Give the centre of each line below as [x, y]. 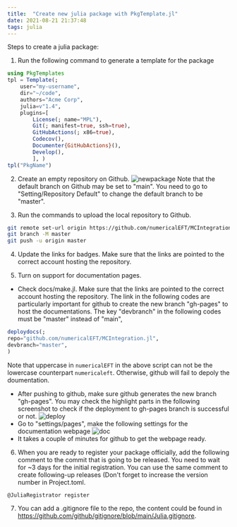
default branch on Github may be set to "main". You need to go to [113, 186]
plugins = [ [35, 113]
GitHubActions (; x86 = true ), [74, 132]
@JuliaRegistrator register [49, 495]
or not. [27, 416]
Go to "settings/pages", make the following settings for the [103, 423]
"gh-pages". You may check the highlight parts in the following [109, 401]
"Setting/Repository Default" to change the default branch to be [110, 194]
